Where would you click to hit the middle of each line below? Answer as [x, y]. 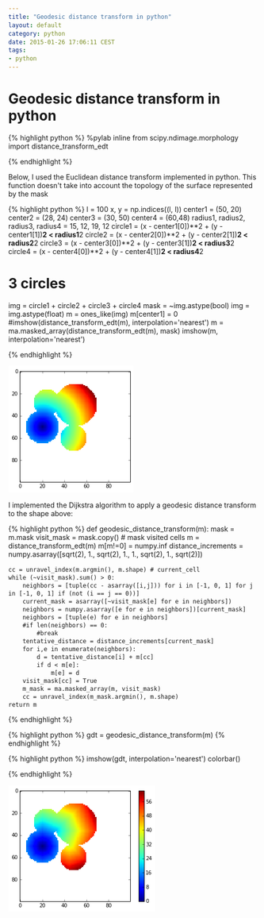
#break [48, 633]
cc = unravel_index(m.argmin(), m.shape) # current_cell [104, 569]
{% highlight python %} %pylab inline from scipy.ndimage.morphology [124, 137]
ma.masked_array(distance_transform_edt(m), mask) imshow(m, [113, 330]
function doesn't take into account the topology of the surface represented [131, 185]
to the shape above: [41, 513]
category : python [37, 33]
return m [23, 704]
